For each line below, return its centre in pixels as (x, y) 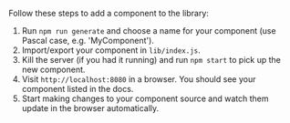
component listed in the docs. (78, 89)
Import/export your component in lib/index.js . (111, 50)
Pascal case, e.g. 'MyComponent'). (88, 41)
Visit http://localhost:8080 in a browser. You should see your (139, 79)
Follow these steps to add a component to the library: (109, 13)
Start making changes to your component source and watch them (145, 98)
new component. (53, 69)
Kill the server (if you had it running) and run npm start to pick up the (151, 60)
